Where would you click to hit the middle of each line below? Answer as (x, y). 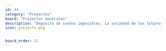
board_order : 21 (22, 41)
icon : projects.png (25, 28)
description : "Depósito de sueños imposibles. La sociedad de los (75, 23)
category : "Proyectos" (28, 14)
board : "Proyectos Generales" (36, 19)
